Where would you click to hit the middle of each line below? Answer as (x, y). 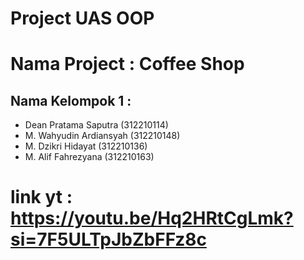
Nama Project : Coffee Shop (127, 64)
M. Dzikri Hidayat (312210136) (86, 146)
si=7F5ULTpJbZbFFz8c (108, 239)
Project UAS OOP (82, 18)
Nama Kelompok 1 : (71, 100)
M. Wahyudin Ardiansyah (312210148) (102, 136)
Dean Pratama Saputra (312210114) (96, 125)
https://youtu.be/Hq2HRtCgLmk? (152, 218)
